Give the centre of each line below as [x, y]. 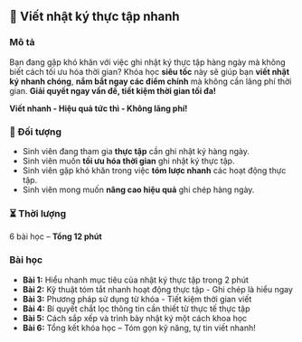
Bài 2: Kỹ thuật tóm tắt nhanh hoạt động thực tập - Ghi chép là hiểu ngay [158, 289]
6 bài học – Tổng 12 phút [56, 236]
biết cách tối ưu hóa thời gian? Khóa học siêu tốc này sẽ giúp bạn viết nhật [150, 71]
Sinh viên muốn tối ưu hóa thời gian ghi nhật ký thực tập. [128, 161]
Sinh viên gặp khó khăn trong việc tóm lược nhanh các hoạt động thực [154, 170]
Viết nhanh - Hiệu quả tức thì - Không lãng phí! [99, 108]
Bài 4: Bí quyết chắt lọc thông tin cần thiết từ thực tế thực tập [136, 309]
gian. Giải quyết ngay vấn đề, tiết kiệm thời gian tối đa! [113, 90]
